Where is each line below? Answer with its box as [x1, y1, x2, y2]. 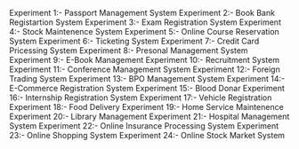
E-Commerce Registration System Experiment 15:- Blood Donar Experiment [9, 83, 285, 93]
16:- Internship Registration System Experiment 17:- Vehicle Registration [9, 92, 272, 103]
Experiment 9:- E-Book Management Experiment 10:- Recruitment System [9, 55, 280, 65]
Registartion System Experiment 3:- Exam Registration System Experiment [9, 17, 282, 27]
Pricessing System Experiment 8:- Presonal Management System [9, 45, 248, 56]
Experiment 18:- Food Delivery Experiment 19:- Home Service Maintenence [9, 102, 285, 112]
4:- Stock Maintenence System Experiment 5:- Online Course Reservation [9, 27, 280, 36]
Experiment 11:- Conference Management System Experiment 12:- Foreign [9, 64, 280, 74]
